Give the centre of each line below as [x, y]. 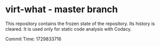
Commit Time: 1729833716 [33, 39]
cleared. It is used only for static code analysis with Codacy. [68, 29]
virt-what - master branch [62, 9]
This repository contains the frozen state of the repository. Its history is [80, 24]
